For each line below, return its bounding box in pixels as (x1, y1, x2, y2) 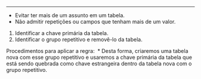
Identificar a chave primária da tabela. (14, 30, 109, 36)
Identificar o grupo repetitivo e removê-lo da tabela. (14, 36, 142, 43)
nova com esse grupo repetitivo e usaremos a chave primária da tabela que (6, 54, 193, 61)
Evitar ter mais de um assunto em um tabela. (14, 12, 125, 18)
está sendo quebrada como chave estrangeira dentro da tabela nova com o (6, 60, 192, 67)
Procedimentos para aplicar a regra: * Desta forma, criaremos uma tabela (6, 48, 188, 54)
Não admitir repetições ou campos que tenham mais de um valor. (14, 18, 176, 25)
